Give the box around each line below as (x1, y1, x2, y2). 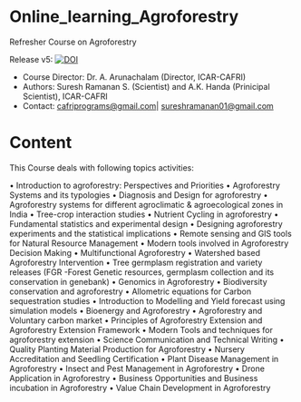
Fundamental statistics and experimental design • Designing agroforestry (9, 218, 283, 229)
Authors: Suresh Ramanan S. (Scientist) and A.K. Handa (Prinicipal (22, 81, 270, 92)
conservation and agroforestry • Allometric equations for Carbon (9, 286, 252, 297)
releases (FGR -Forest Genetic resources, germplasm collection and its (9, 266, 275, 278)
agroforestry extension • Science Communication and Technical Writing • (9, 334, 285, 345)
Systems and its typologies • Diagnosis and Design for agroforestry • (9, 189, 268, 201)
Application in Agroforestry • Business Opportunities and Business (9, 372, 258, 383)
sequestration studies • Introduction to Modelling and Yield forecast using (9, 295, 286, 306)
